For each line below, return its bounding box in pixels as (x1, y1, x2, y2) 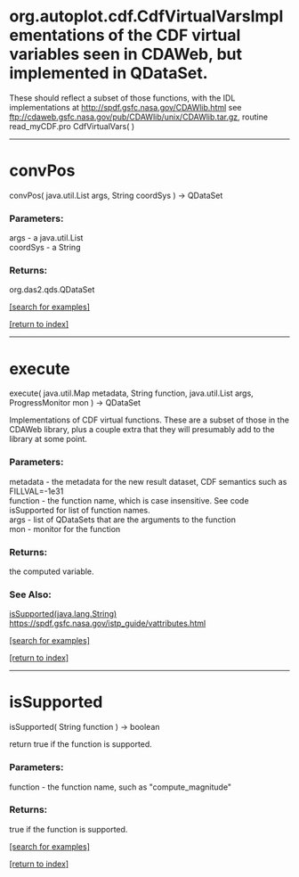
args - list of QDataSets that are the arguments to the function (9, 514, 237, 525)
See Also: (9, 588, 52, 601)
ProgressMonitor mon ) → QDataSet (9, 398, 141, 408)
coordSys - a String (9, 242, 81, 253)
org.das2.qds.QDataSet (9, 284, 95, 295)
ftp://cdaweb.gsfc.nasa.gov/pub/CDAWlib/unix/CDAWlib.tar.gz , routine (9, 111, 269, 122)
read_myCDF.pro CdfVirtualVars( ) (9, 120, 135, 131)
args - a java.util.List (9, 233, 84, 243)
